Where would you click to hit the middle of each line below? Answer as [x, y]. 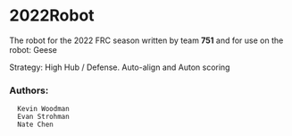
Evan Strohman [43, 117]
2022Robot [52, 16]
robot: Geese [33, 49]
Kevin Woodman [43, 109]
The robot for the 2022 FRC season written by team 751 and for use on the [146, 40]
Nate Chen [35, 125]
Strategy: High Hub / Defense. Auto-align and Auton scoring [120, 67]
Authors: [29, 90]
